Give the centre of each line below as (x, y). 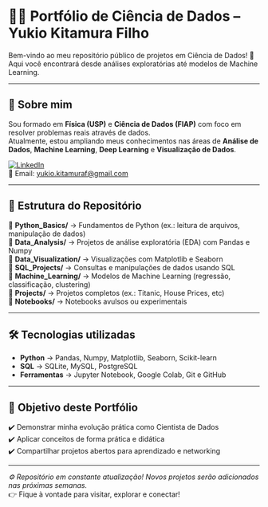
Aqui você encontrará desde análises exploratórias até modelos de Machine (133, 64)
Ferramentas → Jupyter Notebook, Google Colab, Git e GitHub (123, 375)
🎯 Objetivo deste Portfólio (73, 407)
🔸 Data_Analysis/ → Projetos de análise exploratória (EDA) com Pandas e (129, 242)
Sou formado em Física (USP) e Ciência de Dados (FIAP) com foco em (125, 124)
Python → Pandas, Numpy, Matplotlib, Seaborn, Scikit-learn (118, 358)
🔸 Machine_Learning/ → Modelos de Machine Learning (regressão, (120, 276)
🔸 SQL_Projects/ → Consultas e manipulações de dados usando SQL (122, 267)
